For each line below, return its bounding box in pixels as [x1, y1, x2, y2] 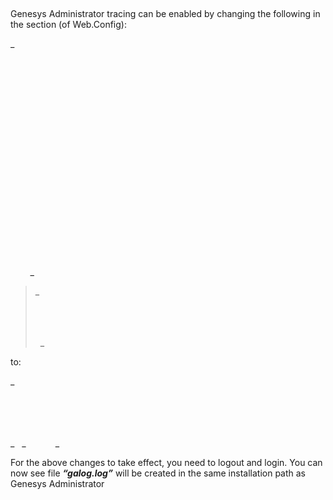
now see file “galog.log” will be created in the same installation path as [10, 467, 307, 479]
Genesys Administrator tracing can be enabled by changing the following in [10, 8, 321, 19]
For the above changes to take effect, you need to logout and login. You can [10, 457, 323, 468]
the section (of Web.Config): [10, 19, 127, 30]
